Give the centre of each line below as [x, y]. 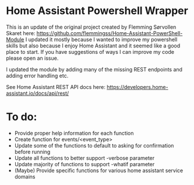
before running [32, 152]
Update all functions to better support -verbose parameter [84, 158]
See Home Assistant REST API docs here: [56, 87]
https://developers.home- [137, 87]
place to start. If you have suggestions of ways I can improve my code [90, 52]
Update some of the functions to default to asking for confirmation [94, 145]
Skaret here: [21, 33]
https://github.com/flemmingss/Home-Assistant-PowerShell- [110, 33]
